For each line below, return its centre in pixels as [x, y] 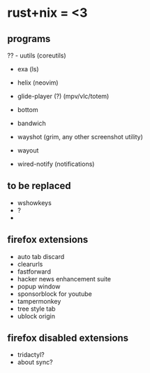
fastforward [34, 272]
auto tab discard [41, 256]
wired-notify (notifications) [56, 164]
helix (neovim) [38, 83]
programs [29, 39]
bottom [28, 110]
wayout [28, 150]
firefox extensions [48, 240]
